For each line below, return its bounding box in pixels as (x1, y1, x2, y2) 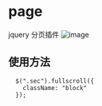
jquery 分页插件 (8, 29, 60, 39)
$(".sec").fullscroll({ (15, 77, 94, 85)
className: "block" (22, 84, 88, 92)
